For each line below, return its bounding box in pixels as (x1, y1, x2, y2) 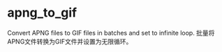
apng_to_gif (7, 5, 77, 21)
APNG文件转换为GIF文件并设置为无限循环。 (7, 37, 133, 46)
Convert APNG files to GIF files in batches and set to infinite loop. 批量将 (7, 28, 215, 37)
